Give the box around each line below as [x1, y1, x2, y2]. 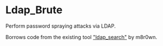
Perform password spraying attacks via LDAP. [5, 22, 116, 29]
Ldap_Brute [5, 3, 63, 17]
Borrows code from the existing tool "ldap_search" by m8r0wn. [5, 33, 157, 40]
